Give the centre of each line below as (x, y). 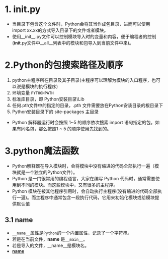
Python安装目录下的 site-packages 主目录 (55, 112)
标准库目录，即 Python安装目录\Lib (48, 99)
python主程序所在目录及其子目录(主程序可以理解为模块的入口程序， (82, 80)
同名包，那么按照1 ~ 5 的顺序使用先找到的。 (66, 128)
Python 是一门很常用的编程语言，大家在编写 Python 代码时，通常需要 (83, 178)
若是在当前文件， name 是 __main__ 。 (50, 239)
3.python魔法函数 (42, 151)
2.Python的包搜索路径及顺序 (64, 65)
